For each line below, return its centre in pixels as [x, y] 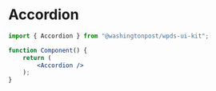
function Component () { [48, 50]
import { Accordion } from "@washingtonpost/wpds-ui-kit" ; [109, 36]
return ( [37, 57]
